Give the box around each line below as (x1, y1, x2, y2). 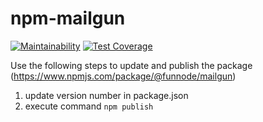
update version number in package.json (24, 89, 189, 101)
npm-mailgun (10, 7, 126, 30)
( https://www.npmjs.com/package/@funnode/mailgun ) (10, 70, 237, 82)
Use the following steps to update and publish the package (10, 59, 253, 71)
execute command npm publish (24, 100, 154, 112)
